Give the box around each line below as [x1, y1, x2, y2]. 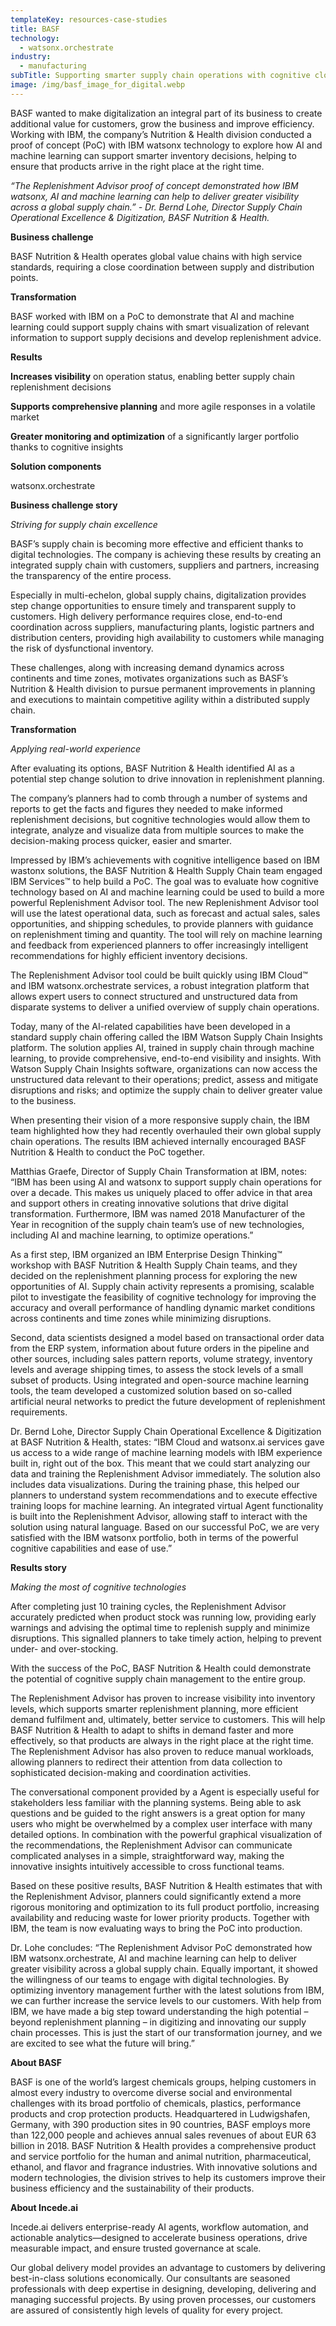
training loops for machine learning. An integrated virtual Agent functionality [10, 1499, 324, 1511]
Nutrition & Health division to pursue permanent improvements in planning [10, 682, 316, 695]
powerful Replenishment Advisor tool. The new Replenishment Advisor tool [10, 896, 319, 908]
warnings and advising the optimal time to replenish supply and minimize [10, 1621, 311, 1633]
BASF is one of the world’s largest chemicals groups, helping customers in [10, 2076, 317, 2088]
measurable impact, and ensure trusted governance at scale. [10, 2242, 262, 2254]
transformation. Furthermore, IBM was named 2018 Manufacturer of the [10, 1207, 306, 1220]
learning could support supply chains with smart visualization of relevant [10, 321, 310, 333]
